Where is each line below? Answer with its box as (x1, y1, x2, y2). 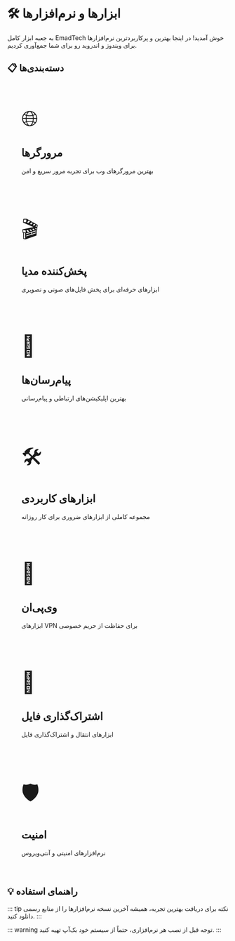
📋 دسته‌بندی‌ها (7, 62, 65, 74)
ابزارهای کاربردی (21, 492, 96, 506)
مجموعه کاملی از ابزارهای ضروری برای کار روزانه (21, 512, 151, 520)
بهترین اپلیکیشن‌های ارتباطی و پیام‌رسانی (21, 394, 126, 402)
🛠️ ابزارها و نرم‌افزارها (7, 6, 121, 22)
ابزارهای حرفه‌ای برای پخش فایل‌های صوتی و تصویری (21, 285, 160, 294)
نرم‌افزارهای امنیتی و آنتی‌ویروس (21, 848, 107, 857)
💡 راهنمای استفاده (7, 886, 79, 897)
